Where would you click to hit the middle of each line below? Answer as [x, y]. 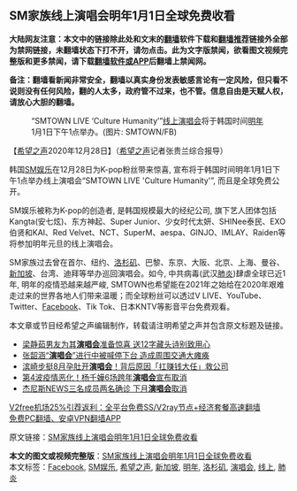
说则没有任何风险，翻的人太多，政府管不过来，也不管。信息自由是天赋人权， [148, 90]
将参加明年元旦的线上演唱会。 [63, 243]
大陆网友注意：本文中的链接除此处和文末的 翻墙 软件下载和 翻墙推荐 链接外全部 [148, 39]
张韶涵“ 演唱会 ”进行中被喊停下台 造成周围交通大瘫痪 [116, 355]
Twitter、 [26, 306]
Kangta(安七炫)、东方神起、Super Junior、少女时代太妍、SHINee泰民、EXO [147, 221]
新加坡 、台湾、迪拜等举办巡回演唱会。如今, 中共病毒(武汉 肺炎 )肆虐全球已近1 [147, 273]
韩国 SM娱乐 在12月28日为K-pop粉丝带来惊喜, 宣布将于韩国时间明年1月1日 [141, 169]
